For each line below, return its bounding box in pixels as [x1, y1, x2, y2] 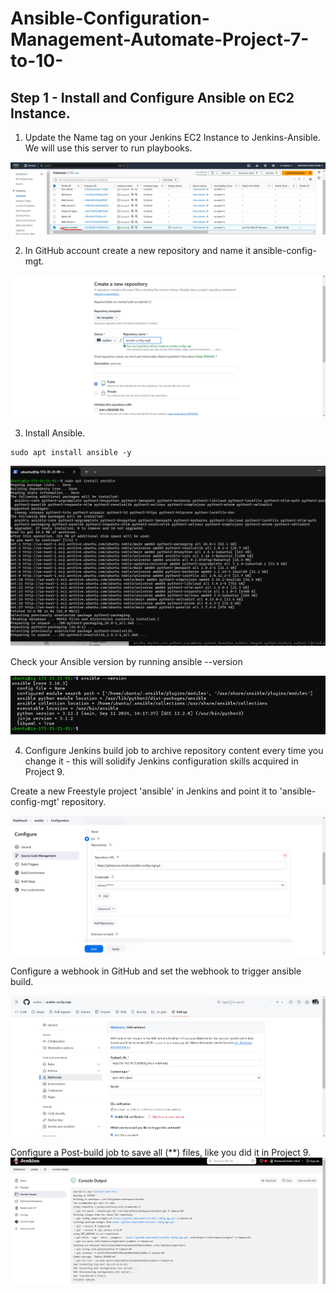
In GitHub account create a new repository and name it [24, 245, 251, 257]
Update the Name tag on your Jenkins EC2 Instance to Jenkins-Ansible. [24, 132, 321, 143]
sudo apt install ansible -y [10, 447, 132, 457]
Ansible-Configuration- [10, 7, 210, 30]
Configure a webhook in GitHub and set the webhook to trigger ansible [10, 965, 302, 977]
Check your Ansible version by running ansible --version [10, 655, 243, 667]
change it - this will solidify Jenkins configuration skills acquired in [24, 755, 299, 767]
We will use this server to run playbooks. [24, 142, 193, 154]
